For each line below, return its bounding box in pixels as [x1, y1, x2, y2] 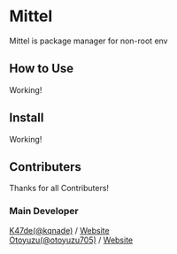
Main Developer [9, 205, 79, 218]
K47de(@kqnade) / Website [9, 225, 110, 235]
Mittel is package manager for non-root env [9, 35, 168, 46]
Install [9, 111, 44, 126]
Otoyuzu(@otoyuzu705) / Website [9, 235, 134, 245]
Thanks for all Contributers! [9, 183, 109, 194]
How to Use [9, 61, 74, 76]
